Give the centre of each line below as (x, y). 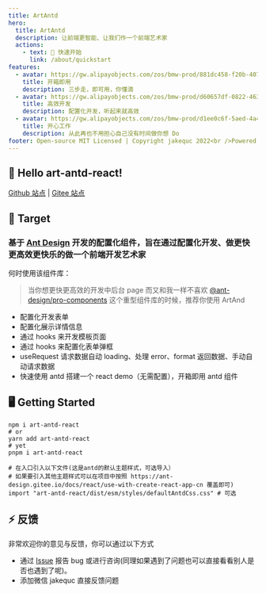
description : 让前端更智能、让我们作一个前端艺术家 (91, 38)
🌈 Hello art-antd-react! (65, 172)
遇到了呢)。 (52, 570)
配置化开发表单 (44, 317)
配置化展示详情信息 (51, 327)
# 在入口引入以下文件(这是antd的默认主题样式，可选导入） (91, 468)
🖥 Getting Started (52, 402)
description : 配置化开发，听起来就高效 (81, 112)
